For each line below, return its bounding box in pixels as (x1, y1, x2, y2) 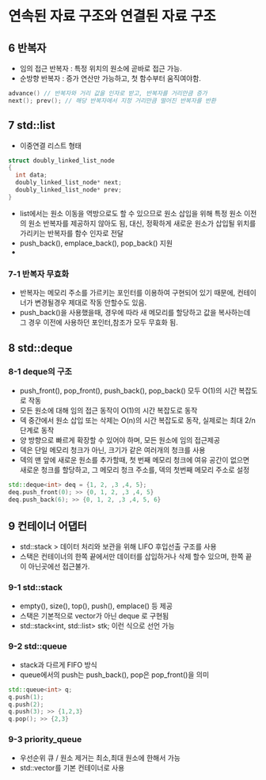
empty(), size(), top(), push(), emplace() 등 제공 (19, 601, 173, 611)
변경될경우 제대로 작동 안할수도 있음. (34, 298, 147, 307)
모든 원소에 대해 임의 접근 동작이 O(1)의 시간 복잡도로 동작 (19, 405, 198, 415)
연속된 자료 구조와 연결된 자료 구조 (8, 7, 216, 25)
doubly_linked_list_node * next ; (15, 179, 123, 187)
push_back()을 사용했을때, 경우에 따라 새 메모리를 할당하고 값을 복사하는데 (19, 308, 251, 318)
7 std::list (8, 119, 55, 132)
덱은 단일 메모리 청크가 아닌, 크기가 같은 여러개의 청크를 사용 (19, 445, 206, 455)
